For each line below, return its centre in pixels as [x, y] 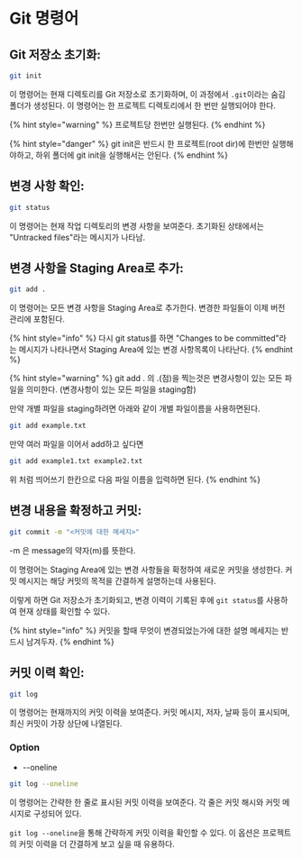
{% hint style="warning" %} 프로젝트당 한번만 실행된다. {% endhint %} [137, 124]
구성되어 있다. [57, 813]
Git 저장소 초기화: [55, 55]
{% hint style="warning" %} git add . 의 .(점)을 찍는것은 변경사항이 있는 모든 [146, 379]
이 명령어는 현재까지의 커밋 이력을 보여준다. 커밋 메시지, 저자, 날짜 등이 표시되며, [150, 712]
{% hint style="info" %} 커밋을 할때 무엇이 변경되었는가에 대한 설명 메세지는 [144, 630]
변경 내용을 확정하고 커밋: [76, 511]
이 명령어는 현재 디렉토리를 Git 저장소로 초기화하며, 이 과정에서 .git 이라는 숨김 [147, 94]
